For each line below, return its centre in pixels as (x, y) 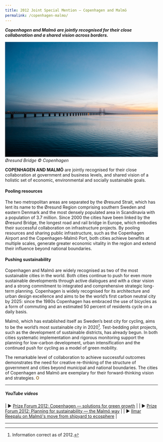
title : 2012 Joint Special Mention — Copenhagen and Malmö (66, 10)
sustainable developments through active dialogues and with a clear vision (80, 281)
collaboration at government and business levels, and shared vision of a (77, 175)
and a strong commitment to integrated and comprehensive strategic (74, 286)
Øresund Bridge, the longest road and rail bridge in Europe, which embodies (81, 222)
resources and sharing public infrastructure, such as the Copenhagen (75, 233)
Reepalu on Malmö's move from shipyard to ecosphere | (61, 416)
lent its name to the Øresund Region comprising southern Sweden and (75, 207)
